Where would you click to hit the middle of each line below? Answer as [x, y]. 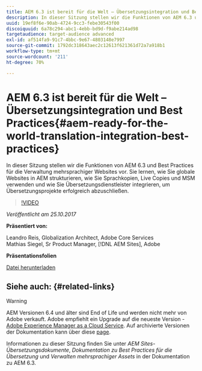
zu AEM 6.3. [21, 363]
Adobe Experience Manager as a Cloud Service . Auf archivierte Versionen [98, 326]
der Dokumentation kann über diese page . [59, 332]
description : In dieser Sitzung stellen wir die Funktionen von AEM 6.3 [99, 17]
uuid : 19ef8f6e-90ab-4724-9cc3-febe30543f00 [63, 23]
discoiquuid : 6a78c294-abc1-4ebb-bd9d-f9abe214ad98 [72, 29]
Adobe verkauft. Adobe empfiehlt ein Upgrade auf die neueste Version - [96, 319]
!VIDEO [30, 203]
